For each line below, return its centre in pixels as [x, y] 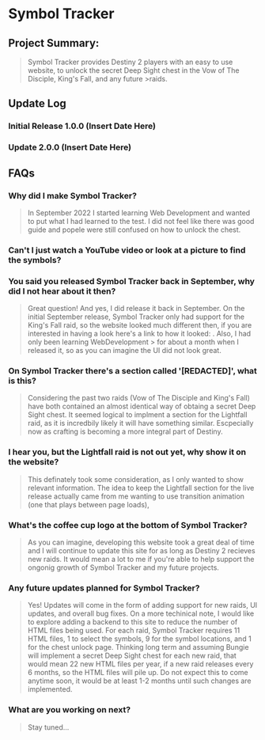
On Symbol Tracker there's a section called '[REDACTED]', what [132, 371]
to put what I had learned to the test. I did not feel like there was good [141, 221]
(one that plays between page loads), [88, 504]
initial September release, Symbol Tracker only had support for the [136, 317]
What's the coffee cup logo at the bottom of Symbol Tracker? [128, 525]
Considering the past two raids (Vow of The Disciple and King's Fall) [139, 398]
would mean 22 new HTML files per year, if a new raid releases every [140, 664]
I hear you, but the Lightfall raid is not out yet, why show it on [127, 452]
